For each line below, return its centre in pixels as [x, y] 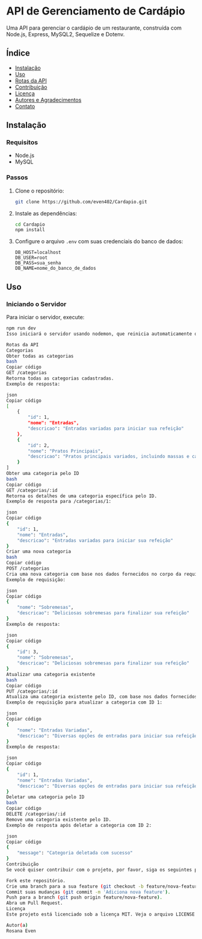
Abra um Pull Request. [35, 903]
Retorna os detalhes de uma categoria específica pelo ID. [82, 496]
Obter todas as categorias [40, 356]
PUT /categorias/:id [32, 691]
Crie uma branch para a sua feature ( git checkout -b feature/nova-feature [103, 886]
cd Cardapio [30, 224]
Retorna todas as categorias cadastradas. [60, 378]
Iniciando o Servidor [36, 304]
